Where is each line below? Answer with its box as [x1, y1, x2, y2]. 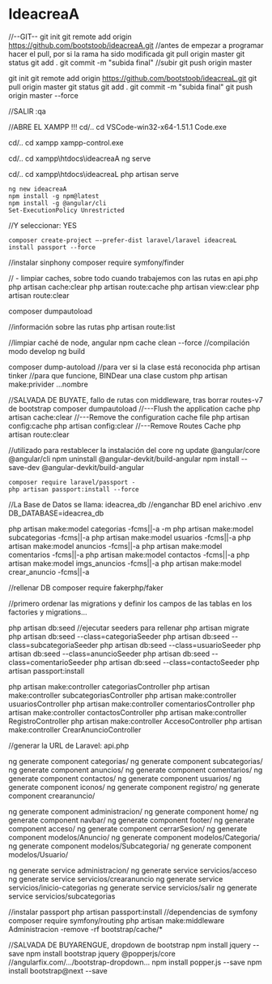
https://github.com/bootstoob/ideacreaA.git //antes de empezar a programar [8, 40, 264, 50]
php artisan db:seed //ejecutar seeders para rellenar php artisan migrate [8, 623, 249, 632]
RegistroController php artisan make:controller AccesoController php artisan [8, 716, 262, 726]
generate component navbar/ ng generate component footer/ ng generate [8, 815, 255, 825]
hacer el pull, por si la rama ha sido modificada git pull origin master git [8, 49, 245, 58]
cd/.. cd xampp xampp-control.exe [8, 137, 124, 147]
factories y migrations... [8, 606, 87, 617]
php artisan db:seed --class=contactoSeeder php [94, 657, 260, 667]
